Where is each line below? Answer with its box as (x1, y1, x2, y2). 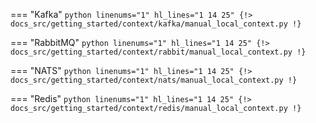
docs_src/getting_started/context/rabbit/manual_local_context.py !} (10, 47, 307, 57)
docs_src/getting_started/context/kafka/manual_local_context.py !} (10, 19, 302, 29)
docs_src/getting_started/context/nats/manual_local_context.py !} (10, 75, 298, 85)
